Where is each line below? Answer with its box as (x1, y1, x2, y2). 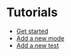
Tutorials (6, 5, 58, 20)
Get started (16, 27, 48, 35)
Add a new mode (16, 34, 65, 42)
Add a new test (16, 41, 59, 49)
